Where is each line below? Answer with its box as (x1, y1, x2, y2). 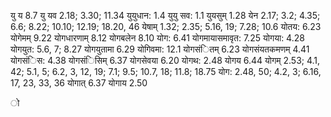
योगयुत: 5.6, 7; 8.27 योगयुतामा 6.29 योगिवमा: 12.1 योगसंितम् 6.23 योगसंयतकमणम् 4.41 (10, 43, 310, 55)
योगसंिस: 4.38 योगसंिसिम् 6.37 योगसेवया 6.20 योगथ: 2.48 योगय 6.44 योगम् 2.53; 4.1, (10, 55, 321, 66)
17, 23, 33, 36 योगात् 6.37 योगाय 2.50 (10, 77, 148, 89)
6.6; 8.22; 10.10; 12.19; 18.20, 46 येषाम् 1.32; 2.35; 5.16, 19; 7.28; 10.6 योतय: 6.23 (10, 21, 322, 32)
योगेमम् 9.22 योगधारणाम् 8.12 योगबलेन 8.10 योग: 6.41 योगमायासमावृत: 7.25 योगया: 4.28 (10, 32, 305, 44)
